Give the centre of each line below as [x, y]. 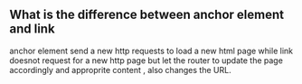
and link [33, 29]
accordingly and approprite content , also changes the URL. [121, 70]
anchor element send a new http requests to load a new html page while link [151, 51]
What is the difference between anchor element [147, 15]
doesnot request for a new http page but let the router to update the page [146, 60]
